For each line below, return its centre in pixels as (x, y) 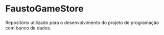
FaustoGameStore (44, 9)
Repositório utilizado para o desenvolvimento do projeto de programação (82, 22)
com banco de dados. (28, 27)
